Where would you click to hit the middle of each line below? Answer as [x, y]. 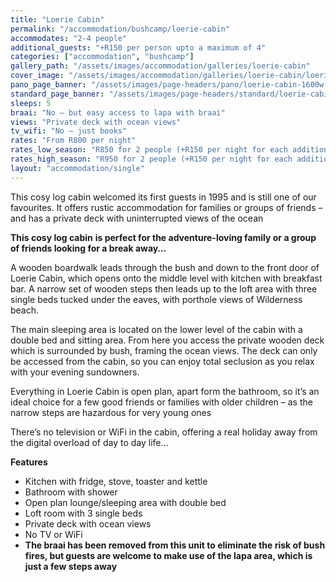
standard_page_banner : [57, 94]
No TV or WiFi [53, 534]
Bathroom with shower [71, 492]
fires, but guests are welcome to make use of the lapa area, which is [168, 555]
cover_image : [37, 76]
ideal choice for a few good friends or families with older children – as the [161, 402]
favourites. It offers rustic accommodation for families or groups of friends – [166, 207]
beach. [25, 310]
